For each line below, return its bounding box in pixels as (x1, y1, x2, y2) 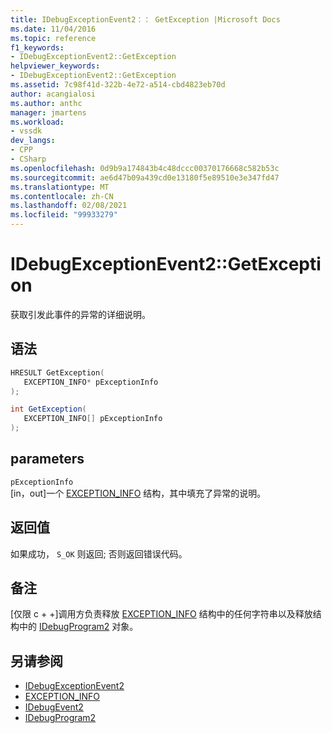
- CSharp (10, 154, 47, 164)
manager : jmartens (10, 107, 87, 118)
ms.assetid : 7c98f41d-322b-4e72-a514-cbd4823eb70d (10, 80, 226, 90)
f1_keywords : (10, 42, 65, 53)
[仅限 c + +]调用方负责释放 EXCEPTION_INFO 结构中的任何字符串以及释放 (10, 608, 313, 620)
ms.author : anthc (10, 98, 83, 108)
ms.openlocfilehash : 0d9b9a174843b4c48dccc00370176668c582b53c (10, 163, 280, 173)
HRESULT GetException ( (10, 367, 105, 378)
